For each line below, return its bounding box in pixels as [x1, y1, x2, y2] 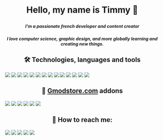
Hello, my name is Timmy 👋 [26, 4, 139, 16]
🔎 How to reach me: [52, 116, 113, 124]
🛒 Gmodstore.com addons [41, 87, 123, 95]
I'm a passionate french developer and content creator [25, 23, 140, 29]
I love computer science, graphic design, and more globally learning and [6, 36, 158, 41]
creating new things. [60, 41, 104, 47]
